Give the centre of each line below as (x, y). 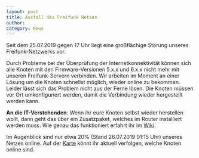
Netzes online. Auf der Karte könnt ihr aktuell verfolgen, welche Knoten (94, 143)
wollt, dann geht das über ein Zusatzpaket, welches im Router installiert (94, 119)
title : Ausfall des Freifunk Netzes (52, 17)
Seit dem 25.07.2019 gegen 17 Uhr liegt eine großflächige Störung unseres (98, 45)
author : (16, 23)
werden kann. (23, 101)
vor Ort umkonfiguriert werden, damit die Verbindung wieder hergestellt (95, 95)
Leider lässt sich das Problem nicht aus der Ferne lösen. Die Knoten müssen (100, 89)
